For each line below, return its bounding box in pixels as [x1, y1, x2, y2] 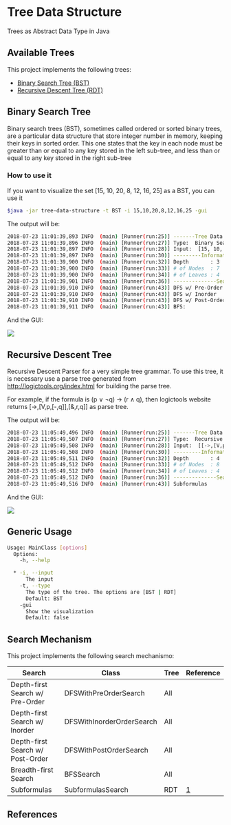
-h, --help [19, 557, 51, 564]
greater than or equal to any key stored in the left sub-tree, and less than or [7, 146, 221, 155]
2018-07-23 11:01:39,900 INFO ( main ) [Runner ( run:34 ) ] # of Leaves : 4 [7, 271, 220, 278]
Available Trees [7, 47, 75, 59]
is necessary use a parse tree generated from [7, 375, 137, 383]
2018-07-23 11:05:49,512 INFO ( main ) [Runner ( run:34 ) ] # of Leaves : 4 [7, 468, 220, 475]
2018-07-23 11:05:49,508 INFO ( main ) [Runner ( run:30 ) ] [7, 448, 170, 455]
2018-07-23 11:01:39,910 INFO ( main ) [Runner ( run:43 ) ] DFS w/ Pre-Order [7, 284, 223, 291]
